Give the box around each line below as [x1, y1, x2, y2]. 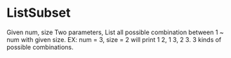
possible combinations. [6, 43, 74, 51]
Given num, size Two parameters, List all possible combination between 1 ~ [6, 28, 224, 36]
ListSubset [6, 5, 71, 21]
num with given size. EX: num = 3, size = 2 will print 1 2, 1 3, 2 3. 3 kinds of [6, 35, 222, 43]
